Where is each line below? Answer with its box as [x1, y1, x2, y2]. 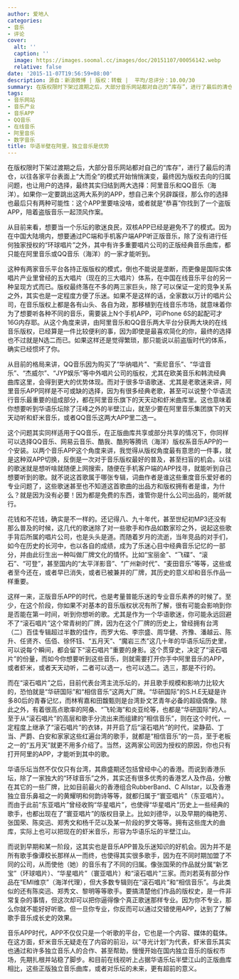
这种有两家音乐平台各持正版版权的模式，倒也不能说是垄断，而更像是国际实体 [7, 265, 232, 273]
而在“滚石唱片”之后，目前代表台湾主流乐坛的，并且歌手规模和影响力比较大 [7, 679, 225, 687]
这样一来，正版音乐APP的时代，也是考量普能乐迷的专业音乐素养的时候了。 [7, 592, 225, 601]
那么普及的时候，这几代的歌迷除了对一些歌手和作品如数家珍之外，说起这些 [7, 524, 225, 533]
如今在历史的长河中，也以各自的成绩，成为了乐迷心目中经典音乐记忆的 [7, 542, 213, 550]
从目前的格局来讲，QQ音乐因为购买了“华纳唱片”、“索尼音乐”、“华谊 [7, 360, 206, 369]
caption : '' [14, 51, 50, 58]
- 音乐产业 [7, 103, 36, 110]
